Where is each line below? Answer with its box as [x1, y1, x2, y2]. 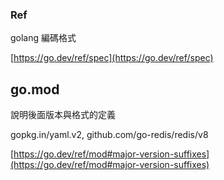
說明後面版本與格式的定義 [10, 109, 116, 121]
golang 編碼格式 [10, 32, 77, 44]
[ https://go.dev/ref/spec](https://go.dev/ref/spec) [10, 52, 214, 64]
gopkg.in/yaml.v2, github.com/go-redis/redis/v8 [10, 129, 209, 141]
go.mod [10, 81, 60, 98]
